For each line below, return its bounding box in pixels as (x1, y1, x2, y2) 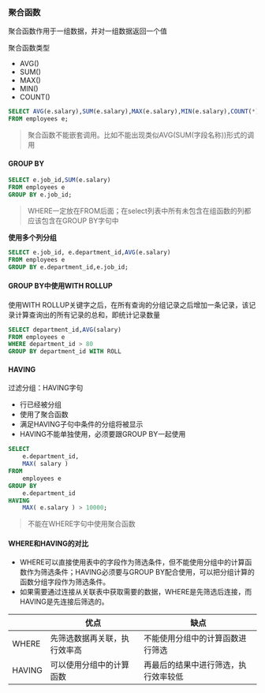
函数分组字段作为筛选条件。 (19, 577, 110, 587)
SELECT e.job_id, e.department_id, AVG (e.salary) (8, 248, 171, 256)
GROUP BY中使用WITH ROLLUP (8, 281, 113, 291)
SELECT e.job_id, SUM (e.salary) (8, 176, 111, 184)
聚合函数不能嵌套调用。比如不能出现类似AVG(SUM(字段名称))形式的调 (27, 130, 255, 140)
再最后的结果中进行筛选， (143, 660, 239, 671)
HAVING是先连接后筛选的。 (19, 597, 109, 606)
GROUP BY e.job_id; (8, 191, 73, 199)
